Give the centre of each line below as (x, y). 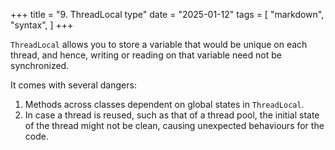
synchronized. (40, 65)
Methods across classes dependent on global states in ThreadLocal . (164, 104)
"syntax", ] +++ (42, 25)
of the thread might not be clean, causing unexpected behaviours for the (174, 125)
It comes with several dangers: (73, 85)
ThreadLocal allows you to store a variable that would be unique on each (159, 44)
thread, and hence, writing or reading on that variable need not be (146, 55)
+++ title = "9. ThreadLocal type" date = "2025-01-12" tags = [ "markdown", (167, 14)
